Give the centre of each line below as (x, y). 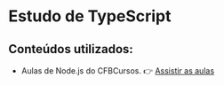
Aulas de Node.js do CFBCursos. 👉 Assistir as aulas (118, 71)
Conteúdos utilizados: (71, 49)
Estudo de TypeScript (90, 16)
